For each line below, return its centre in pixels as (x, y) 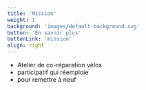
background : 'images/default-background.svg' (73, 26)
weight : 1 (21, 20)
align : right (26, 45)
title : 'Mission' (32, 13)
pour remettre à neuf (46, 79)
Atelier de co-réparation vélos (59, 65)
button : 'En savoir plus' (44, 33)
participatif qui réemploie (53, 72)
